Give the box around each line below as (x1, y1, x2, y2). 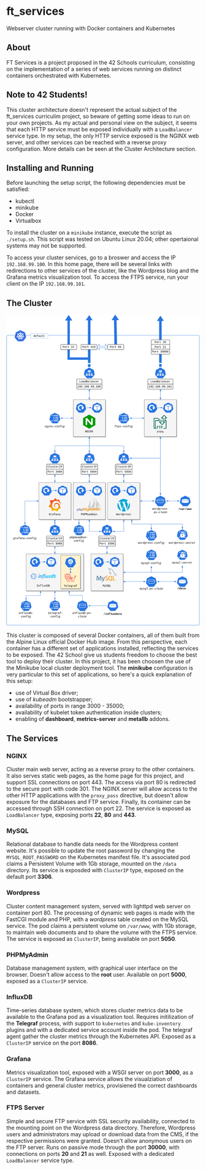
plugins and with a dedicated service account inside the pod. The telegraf (6, 1026, 193, 1034)
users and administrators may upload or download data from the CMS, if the (6, 1130, 199, 1137)
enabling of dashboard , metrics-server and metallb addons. (15, 716, 170, 723)
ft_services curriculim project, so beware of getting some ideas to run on (6, 112, 190, 120)
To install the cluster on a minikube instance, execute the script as (6, 229, 172, 236)
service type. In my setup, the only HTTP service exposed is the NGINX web (6, 132, 199, 139)
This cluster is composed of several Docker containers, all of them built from (6, 631, 200, 639)
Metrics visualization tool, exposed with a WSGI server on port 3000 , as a (6, 1069, 193, 1076)
